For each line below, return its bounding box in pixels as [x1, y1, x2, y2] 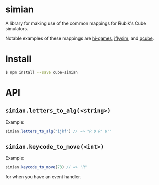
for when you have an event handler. [5, 174, 82, 180]
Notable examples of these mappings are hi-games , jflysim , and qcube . [5, 35, 154, 41]
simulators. [5, 25, 29, 31]
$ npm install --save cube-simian [5, 70, 78, 75]
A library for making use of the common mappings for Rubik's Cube [5, 20, 146, 26]
